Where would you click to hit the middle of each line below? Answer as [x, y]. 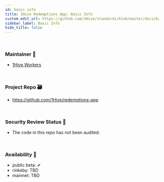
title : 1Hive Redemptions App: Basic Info [49, 14]
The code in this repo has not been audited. [56, 133]
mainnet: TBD [26, 176]
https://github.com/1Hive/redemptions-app [55, 100]
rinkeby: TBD [25, 170]
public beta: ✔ [26, 165]
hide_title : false [24, 28]
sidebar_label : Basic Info [32, 23]
